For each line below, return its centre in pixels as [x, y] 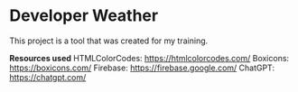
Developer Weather [84, 16]
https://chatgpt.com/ [48, 77]
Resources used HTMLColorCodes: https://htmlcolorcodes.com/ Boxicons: [149, 58]
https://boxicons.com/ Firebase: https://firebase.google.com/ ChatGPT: [142, 68]
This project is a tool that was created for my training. [109, 41]
